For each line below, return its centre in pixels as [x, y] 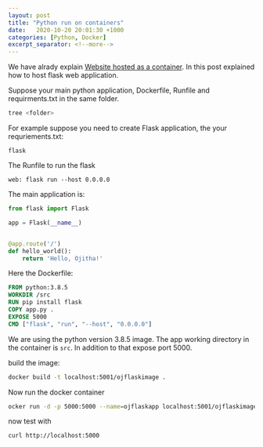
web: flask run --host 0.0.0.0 [59, 180]
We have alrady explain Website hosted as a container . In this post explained [131, 67]
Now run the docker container [56, 392]
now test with [30, 421]
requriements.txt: [36, 136]
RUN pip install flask [45, 303]
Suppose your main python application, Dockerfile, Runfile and [109, 90]
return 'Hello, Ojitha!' [63, 258]
